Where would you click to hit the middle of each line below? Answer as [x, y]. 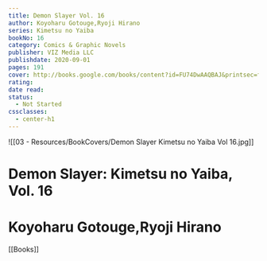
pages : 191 [26, 68]
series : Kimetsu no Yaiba [51, 30]
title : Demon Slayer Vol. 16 [56, 16]
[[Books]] [24, 249]
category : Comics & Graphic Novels [67, 45]
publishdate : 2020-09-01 [49, 60]
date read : [26, 90]
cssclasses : [28, 112]
